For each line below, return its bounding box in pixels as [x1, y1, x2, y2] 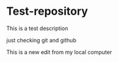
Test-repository [6, 4, 89, 18]
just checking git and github [6, 36, 76, 44]
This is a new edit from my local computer [6, 48, 112, 56]
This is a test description [6, 25, 68, 32]
